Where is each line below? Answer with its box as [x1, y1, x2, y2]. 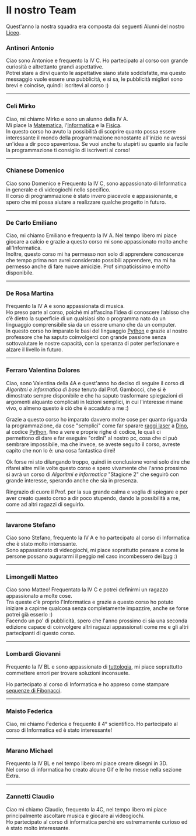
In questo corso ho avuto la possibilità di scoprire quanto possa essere [6, 128, 176, 135]
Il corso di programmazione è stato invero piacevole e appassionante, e [6, 192, 178, 199]
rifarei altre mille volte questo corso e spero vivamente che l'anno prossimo [6, 464, 187, 471]
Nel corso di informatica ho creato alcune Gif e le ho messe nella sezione [6, 766, 182, 773]
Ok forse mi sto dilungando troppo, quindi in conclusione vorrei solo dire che [6, 458, 190, 465]
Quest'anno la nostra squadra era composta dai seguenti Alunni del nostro [6, 23, 185, 30]
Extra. [6, 772, 20, 779]
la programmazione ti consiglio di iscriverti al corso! [6, 146, 130, 153]
